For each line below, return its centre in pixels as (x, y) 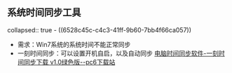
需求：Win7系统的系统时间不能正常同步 (74, 44)
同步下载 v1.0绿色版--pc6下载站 (69, 62)
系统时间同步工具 (44, 13)
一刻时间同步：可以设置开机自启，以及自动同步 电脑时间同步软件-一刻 (118, 53)
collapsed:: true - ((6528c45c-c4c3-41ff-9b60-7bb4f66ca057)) (99, 29)
